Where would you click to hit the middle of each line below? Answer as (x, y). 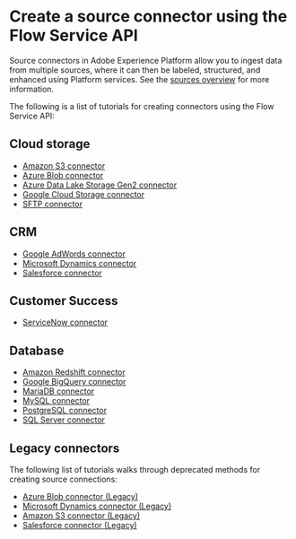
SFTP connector (52, 204)
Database (37, 350)
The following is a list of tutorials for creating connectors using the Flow (142, 106)
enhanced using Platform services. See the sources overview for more (139, 79)
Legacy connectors (65, 448)
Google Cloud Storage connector (83, 194)
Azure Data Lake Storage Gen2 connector (100, 185)
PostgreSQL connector (65, 411)
